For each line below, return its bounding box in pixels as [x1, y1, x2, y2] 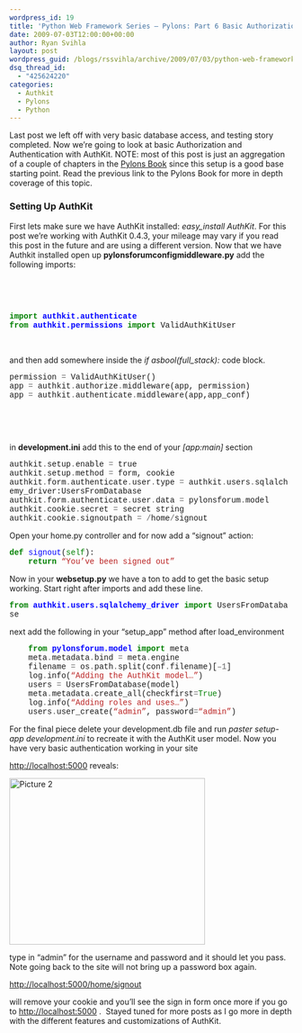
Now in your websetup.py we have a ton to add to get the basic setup [9, 573, 270, 584]
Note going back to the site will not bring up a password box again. [9, 961, 258, 972]
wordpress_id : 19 [9, 13, 75, 22]
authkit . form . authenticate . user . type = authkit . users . [9, 477, 255, 487]
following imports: [9, 258, 76, 270]
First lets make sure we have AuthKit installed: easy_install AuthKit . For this [9, 220, 287, 231]
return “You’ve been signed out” [28, 556, 175, 567]
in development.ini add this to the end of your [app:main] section [9, 442, 253, 453]
